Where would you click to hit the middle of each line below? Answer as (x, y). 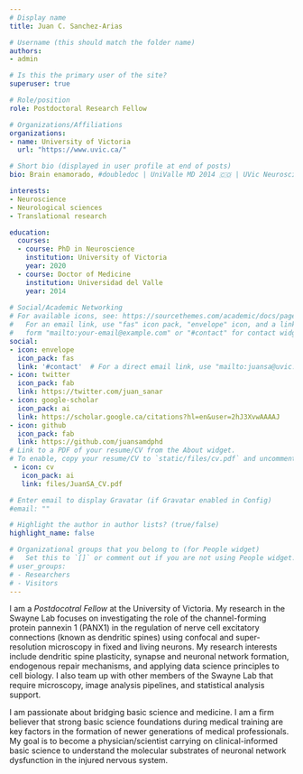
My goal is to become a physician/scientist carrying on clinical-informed (143, 742)
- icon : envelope (42, 350)
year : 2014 (46, 291)
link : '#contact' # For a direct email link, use (115, 366)
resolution (28, 647)
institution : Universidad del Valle (95, 282)
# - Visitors (34, 583)
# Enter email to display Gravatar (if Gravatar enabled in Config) (141, 500)
